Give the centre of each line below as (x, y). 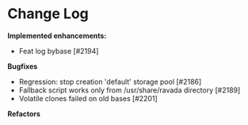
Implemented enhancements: (57, 36)
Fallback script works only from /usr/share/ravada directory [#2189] (130, 90)
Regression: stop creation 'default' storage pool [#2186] (110, 81)
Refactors (24, 114)
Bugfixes (23, 66)
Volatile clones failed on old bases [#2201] (88, 98)
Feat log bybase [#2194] (59, 51)
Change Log (48, 14)
